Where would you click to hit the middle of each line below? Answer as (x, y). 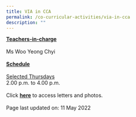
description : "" (26, 22)
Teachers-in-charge (31, 39)
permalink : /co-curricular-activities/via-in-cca (68, 17)
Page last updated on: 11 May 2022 (49, 108)
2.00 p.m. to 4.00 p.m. (33, 83)
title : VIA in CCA (29, 11)
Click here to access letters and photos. (54, 95)
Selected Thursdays (30, 76)
